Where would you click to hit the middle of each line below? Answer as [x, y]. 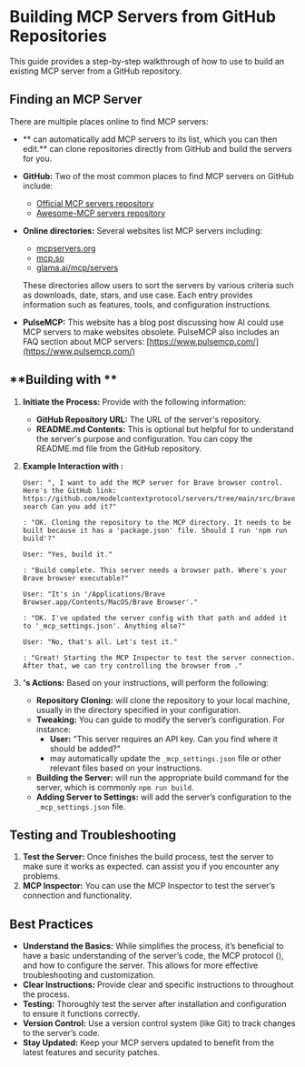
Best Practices [51, 924]
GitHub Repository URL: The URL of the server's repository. [148, 419]
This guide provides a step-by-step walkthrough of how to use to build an [147, 61]
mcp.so [50, 257]
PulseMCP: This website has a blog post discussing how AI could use [153, 322]
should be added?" [85, 749]
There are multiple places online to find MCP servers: [109, 121]
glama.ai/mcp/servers [77, 267]
